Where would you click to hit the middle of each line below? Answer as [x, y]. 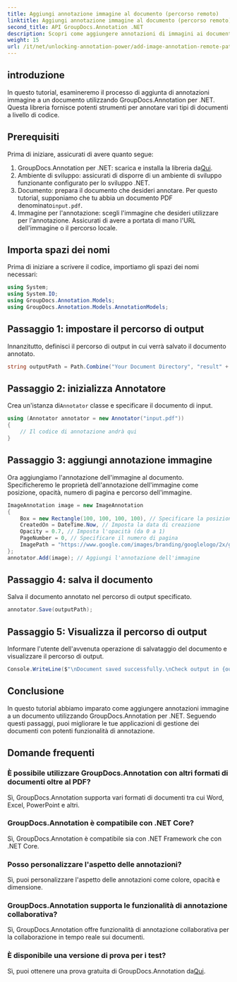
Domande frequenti [51, 753]
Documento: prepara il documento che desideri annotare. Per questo [117, 190]
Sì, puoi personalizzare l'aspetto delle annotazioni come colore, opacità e [114, 880]
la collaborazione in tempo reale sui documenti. [76, 937]
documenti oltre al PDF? [49, 782]
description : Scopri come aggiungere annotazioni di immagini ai [105, 34]
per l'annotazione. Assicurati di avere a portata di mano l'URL [107, 220]
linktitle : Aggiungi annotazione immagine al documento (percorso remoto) [120, 20]
